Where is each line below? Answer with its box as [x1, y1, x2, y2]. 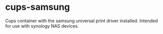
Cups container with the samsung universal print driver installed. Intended [5, 18, 158, 24]
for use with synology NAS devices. [5, 23, 79, 29]
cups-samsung [5, 1, 70, 13]
